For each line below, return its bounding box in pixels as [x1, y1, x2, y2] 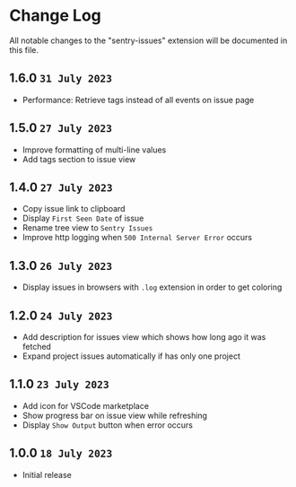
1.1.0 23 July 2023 [9, 377, 109, 392]
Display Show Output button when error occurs [22, 419, 194, 430]
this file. [9, 44, 39, 55]
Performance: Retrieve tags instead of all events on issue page [22, 94, 255, 105]
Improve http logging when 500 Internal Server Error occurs [22, 232, 253, 243]
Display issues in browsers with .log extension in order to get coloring [22, 282, 283, 292]
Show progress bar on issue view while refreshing [22, 410, 208, 421]
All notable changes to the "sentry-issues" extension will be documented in [9, 35, 288, 46]
